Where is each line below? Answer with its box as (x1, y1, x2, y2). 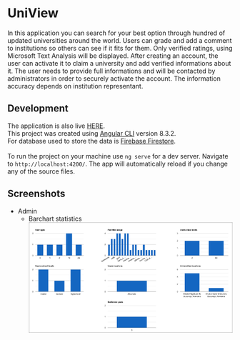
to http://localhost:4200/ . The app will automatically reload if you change (7, 159, 229, 168)
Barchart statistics (28, 214, 82, 223)
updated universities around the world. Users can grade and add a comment (7, 36, 232, 44)
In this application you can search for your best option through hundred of (7, 29, 226, 37)
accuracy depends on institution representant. (7, 81, 144, 90)
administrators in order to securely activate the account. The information (7, 74, 221, 83)
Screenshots (7, 188, 66, 200)
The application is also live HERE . (7, 121, 106, 130)
